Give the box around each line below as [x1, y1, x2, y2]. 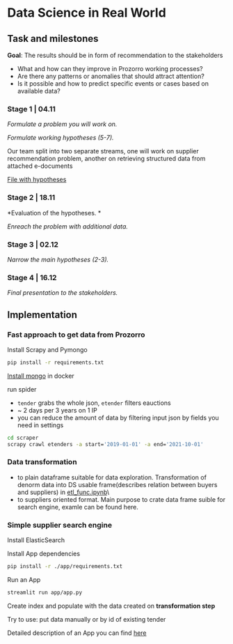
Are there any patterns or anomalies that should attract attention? [17, 72, 205, 80]
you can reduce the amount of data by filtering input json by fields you [17, 413, 219, 422]
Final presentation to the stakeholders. [7, 289, 118, 297]
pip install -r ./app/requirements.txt [7, 563, 123, 570]
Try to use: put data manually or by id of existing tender [7, 615, 166, 623]
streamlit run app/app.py [7, 589, 82, 596]
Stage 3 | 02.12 [7, 239, 59, 249]
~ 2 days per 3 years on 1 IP [17, 406, 97, 414]
